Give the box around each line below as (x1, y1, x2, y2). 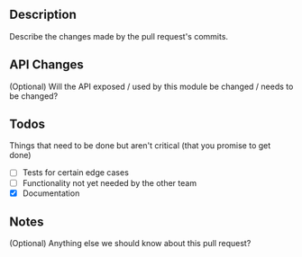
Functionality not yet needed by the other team (22, 177, 197, 188)
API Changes (9, 58, 84, 73)
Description (9, 7, 77, 22)
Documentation (22, 188, 80, 199)
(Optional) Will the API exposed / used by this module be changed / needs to (9, 81, 294, 92)
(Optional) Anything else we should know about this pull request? (9, 238, 252, 249)
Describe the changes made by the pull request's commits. (9, 31, 228, 41)
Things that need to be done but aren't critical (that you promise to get (9, 140, 271, 151)
